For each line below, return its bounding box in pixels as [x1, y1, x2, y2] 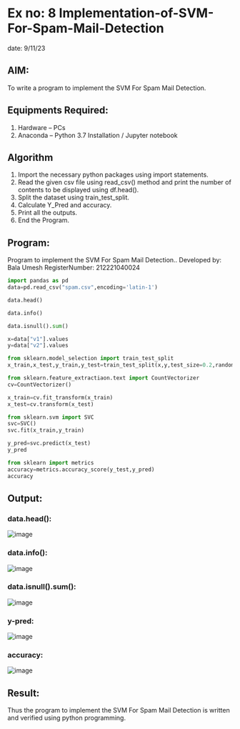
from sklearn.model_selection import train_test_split [7, 355, 174, 362]
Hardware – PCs [17, 123, 66, 132]
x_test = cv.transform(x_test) [7, 400, 94, 408]
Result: [7, 687, 40, 699]
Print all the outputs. [17, 209, 77, 217]
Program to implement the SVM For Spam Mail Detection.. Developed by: [7, 256, 222, 264]
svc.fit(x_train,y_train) [7, 427, 84, 434]
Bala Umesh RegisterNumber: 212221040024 [7, 263, 141, 272]
